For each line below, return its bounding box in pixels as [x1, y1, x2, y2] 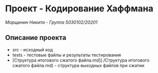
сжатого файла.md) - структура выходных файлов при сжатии [12, 62, 145, 68]
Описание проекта [5, 34, 66, 42]
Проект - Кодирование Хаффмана [5, 3, 154, 14]
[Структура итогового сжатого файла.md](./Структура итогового [12, 57, 150, 63]
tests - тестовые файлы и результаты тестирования [12, 52, 121, 58]
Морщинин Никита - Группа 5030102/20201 [5, 19, 98, 25]
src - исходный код [12, 46, 53, 52]
